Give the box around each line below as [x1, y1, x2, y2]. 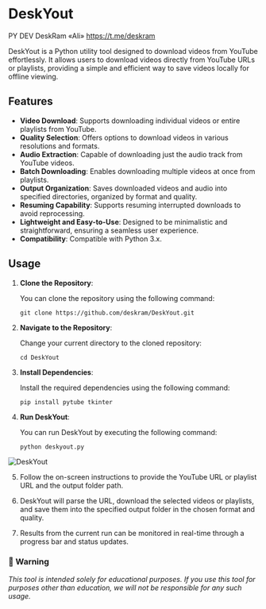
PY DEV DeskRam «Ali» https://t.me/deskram [8, 31, 156, 40]
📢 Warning [8, 557, 50, 568]
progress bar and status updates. [19, 537, 129, 546]
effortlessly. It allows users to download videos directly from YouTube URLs [8, 55, 256, 64]
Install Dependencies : [19, 367, 94, 377]
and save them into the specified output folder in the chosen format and [19, 504, 256, 514]
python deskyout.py [19, 442, 85, 451]
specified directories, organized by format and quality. [19, 191, 198, 201]
